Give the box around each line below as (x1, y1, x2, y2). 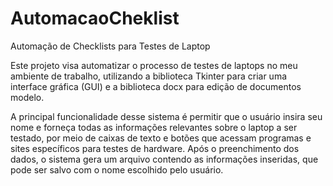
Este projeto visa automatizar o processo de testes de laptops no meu (10, 59, 298, 71)
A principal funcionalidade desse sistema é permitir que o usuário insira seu (10, 110, 323, 122)
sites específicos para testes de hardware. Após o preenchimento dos (10, 142, 300, 154)
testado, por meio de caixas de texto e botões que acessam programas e (10, 132, 312, 144)
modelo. (10, 91, 45, 103)
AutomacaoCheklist (10, 7, 180, 30)
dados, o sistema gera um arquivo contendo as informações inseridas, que (10, 153, 319, 165)
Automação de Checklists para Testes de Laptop (10, 40, 211, 52)
